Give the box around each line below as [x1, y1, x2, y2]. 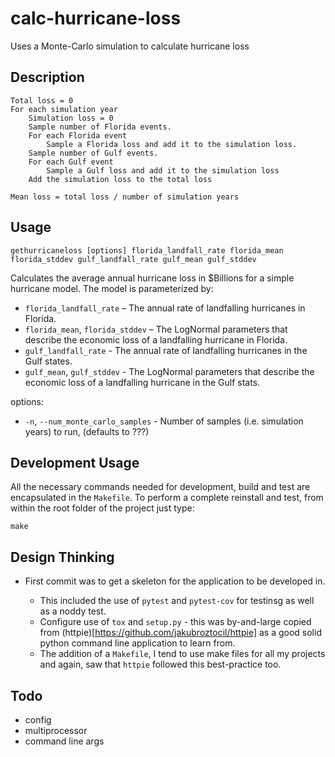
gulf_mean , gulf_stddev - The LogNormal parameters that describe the [24, 365, 315, 377]
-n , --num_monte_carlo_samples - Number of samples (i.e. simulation [24, 415, 304, 427]
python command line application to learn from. [39, 637, 236, 649]
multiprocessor [24, 725, 88, 736]
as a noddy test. [39, 605, 107, 617]
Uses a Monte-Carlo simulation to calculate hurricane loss [10, 40, 250, 52]
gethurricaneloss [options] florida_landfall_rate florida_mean [10, 245, 284, 256]
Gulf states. [24, 355, 73, 367]
